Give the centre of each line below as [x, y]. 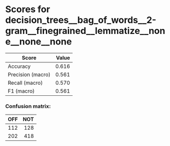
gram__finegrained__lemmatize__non [85, 31]
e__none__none [39, 42]
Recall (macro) [25, 83]
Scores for [28, 9]
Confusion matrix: [28, 106]
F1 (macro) [21, 91]
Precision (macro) [29, 75]
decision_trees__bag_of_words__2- [81, 20]
